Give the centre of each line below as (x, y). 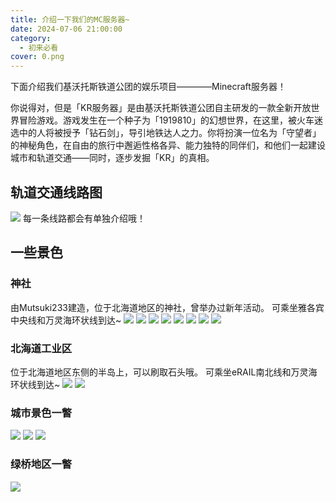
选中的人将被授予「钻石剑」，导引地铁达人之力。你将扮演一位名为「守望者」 (166, 133)
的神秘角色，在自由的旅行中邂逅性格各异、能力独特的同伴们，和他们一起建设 (168, 145)
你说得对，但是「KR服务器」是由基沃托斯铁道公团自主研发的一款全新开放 (161, 108)
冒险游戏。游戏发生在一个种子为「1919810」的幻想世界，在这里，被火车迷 (170, 120)
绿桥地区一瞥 (41, 464)
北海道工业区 (41, 348)
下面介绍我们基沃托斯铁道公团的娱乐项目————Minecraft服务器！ (148, 87)
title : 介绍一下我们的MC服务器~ (70, 19)
